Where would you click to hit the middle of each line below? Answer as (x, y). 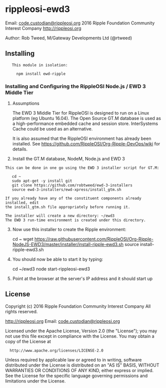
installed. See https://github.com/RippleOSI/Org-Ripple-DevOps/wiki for (86, 144)
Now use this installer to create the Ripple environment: (69, 230)
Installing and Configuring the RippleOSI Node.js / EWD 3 (76, 86)
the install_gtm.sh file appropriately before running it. (68, 207)
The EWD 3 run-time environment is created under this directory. (76, 220)
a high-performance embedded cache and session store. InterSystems (85, 124)
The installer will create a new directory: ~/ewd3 (60, 216)
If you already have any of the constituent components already (73, 198)
